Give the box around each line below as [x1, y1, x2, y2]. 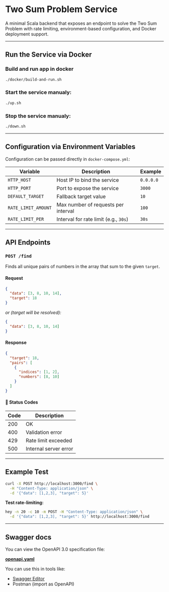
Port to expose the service [56, 184, 119, 191]
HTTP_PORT [8, 185, 31, 191]
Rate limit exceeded [26, 437, 72, 444]
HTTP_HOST [8, 177, 31, 183]
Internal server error [26, 445, 73, 452]
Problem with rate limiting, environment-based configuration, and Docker [5, 25, 157, 31]
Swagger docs [5, 533, 52, 541]
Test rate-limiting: [5, 500, 44, 506]
